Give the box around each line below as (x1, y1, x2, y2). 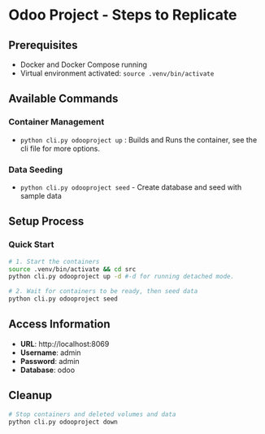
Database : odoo (20, 365, 76, 375)
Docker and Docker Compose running (20, 59, 148, 69)
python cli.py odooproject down (8, 418, 118, 426)
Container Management (8, 116, 105, 128)
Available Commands (8, 92, 119, 106)
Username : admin (20, 348, 81, 357)
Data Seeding (8, 164, 63, 175)
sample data (20, 191, 63, 200)
